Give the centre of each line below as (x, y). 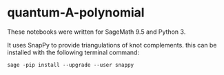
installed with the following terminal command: (73, 52)
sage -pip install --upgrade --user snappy (71, 65)
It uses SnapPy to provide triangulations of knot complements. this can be (112, 45)
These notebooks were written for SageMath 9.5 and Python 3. (96, 32)
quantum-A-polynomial (76, 13)
